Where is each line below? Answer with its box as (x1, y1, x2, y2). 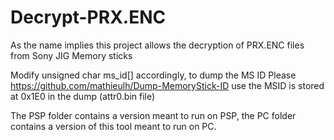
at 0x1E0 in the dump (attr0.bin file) (10, 90, 156, 102)
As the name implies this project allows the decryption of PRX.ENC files (10, 39, 305, 51)
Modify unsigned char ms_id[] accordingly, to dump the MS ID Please (10, 69, 297, 81)
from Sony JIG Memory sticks (10, 49, 133, 61)
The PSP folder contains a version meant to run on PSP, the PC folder (10, 109, 297, 121)
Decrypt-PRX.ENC (10, 6, 167, 29)
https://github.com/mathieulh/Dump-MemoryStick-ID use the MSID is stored (10, 79, 325, 91)
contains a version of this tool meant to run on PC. (10, 120, 217, 132)
